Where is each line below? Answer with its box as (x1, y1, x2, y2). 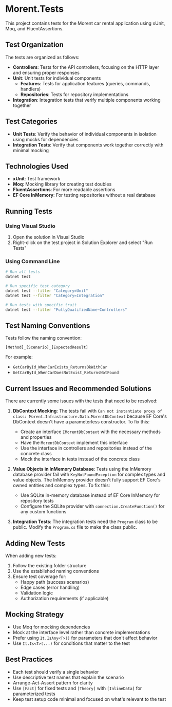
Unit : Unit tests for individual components (12, 75, 101, 81)
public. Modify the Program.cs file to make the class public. (12, 524, 138, 530)
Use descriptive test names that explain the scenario (12, 674, 124, 680)
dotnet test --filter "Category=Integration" (5, 293, 104, 298)
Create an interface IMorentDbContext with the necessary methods (20, 429, 161, 435)
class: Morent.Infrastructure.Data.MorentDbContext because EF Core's (12, 413, 167, 419)
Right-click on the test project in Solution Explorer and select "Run (12, 239, 153, 246)
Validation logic (20, 589, 53, 596)
